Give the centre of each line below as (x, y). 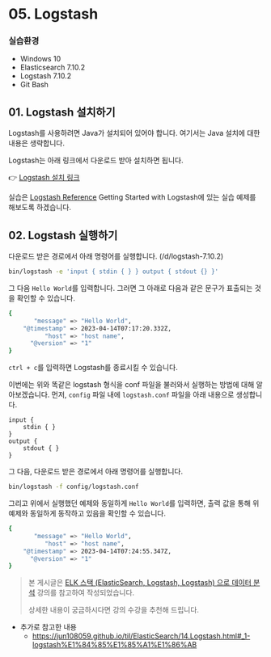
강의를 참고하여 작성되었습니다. (86, 593)
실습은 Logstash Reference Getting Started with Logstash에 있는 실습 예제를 (132, 197)
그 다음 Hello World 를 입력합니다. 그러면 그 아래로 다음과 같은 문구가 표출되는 (131, 288)
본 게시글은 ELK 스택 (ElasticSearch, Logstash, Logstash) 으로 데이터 (140, 583)
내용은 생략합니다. (37, 143)
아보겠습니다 (28, 395)
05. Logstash (53, 14)
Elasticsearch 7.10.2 (53, 67)
